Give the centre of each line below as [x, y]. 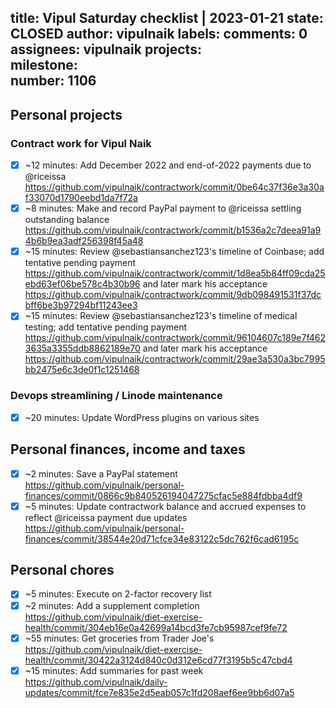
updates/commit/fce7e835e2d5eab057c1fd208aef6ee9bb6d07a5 [159, 692]
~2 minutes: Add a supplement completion [112, 605]
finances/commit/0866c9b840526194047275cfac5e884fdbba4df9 [163, 495]
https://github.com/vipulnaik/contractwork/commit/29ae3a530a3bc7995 [175, 359]
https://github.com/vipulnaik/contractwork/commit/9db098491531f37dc [173, 295]
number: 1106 [53, 81]
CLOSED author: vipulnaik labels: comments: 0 [159, 34]
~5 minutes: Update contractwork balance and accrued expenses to [165, 506]
